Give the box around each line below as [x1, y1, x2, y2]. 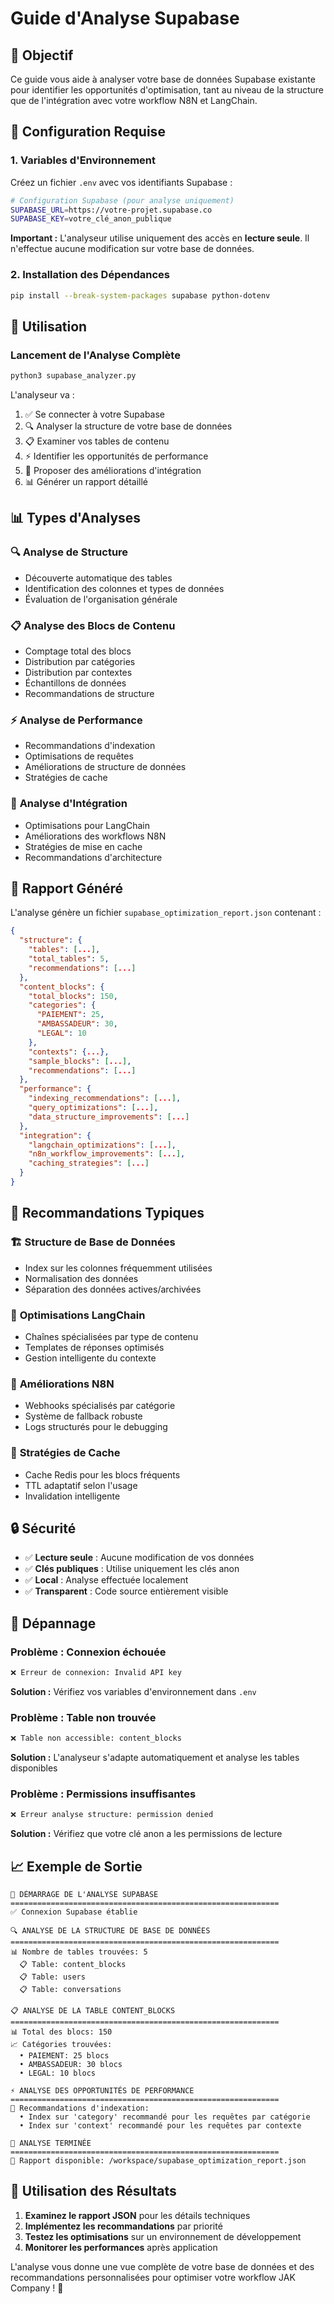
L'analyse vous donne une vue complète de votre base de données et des [10, 2260, 315, 2272]
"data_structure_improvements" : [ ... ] [28, 1112, 190, 1122]
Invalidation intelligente [24, 1490, 121, 1502]
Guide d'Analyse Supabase [10, 7, 240, 30]
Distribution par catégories [24, 656, 136, 668]
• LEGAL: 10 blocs [19, 2068, 97, 2079]
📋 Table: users [19, 1972, 86, 1982]
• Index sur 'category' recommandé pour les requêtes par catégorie [19, 2112, 311, 2122]
